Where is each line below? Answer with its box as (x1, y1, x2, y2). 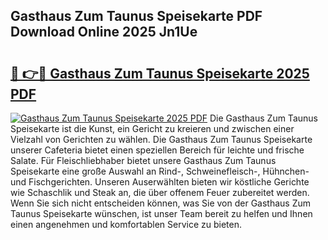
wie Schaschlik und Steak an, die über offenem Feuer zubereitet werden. (10, 187, 310, 198)
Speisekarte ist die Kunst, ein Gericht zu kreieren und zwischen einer (10, 123, 295, 134)
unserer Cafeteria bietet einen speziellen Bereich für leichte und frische (10, 144, 305, 156)
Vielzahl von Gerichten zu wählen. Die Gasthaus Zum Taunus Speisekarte (10, 134, 313, 145)
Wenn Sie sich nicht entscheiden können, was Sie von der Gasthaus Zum (10, 197, 312, 209)
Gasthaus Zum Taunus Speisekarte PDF (10, 8, 263, 25)
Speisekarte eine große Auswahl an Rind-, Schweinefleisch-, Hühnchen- (10, 165, 310, 177)
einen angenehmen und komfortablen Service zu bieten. (10, 219, 242, 230)
